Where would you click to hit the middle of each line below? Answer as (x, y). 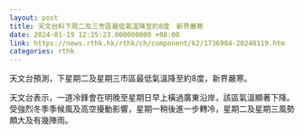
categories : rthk (42, 52)
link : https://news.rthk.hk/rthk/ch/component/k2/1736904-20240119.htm (147, 43)
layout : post (34, 18)
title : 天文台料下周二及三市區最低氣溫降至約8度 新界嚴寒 (106, 26)
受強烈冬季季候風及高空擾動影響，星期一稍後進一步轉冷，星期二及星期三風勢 (152, 109)
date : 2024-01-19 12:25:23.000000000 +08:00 (95, 34)
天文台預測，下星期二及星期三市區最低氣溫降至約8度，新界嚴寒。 (131, 79)
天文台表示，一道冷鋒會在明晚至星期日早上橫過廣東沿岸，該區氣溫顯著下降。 (152, 98)
